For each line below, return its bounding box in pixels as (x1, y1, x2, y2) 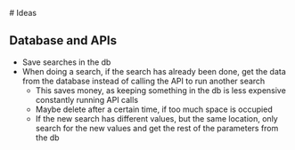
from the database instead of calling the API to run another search (21, 75, 266, 86)
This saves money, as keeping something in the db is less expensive (35, 84, 287, 96)
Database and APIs (9, 33, 118, 48)
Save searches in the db (21, 57, 111, 67)
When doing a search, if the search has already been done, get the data (21, 66, 287, 76)
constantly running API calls (35, 94, 139, 105)
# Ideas (9, 8, 37, 18)
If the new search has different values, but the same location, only (35, 113, 278, 123)
